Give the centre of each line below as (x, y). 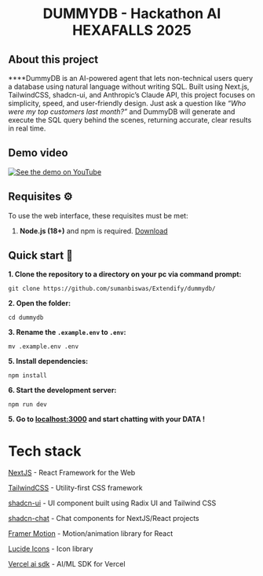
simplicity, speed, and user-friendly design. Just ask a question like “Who (127, 103)
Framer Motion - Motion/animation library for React (91, 534)
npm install (27, 376)
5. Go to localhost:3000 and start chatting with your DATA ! (107, 419)
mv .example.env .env (44, 347)
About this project (53, 59)
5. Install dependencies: (48, 361)
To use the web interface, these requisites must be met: (98, 215)
